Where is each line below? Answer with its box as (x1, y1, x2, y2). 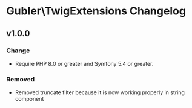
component (15, 95, 44, 103)
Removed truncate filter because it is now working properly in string (15, 89, 185, 96)
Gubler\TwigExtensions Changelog (6, 4, 187, 18)
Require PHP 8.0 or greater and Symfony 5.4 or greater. (15, 60, 154, 67)
